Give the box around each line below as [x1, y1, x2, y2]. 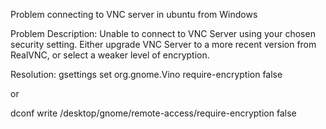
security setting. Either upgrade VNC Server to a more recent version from [10, 39, 317, 50]
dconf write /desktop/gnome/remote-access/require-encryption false [10, 107, 297, 119]
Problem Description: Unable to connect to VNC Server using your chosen [10, 28, 316, 39]
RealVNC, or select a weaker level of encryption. [10, 49, 210, 61]
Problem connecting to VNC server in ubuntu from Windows [10, 9, 258, 20]
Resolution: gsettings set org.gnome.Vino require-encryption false [10, 69, 283, 80]
